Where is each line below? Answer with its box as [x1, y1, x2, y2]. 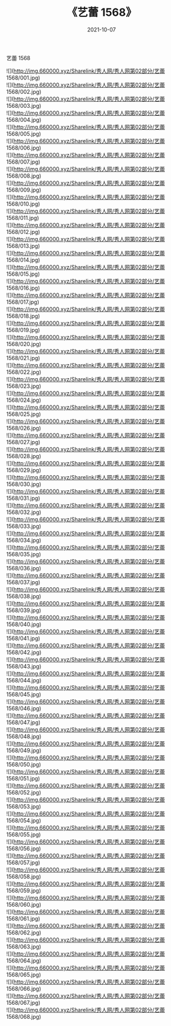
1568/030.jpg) [6, 480, 42, 488]
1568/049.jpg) [6, 747, 42, 754]
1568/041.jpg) [6, 635, 40, 642]
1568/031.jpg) [6, 495, 40, 502]
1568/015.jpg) [6, 270, 40, 278]
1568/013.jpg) [6, 242, 40, 249]
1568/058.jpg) [6, 873, 41, 880]
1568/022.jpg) [6, 368, 41, 376]
